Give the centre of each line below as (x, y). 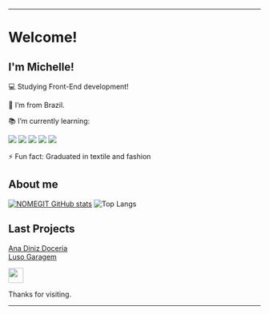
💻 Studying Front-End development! (69, 86)
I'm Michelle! (41, 67)
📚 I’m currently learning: (49, 121)
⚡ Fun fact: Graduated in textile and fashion (80, 156)
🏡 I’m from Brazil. (37, 105)
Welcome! (43, 38)
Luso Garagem (33, 256)
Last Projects (42, 229)
